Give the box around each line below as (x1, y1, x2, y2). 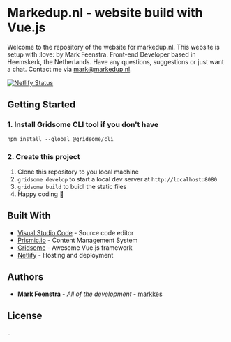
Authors (7, 271, 44, 283)
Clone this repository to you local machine (17, 168, 140, 176)
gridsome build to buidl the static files (17, 182, 127, 191)
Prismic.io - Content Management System (17, 236, 138, 244)
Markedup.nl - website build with (7, 5, 203, 21)
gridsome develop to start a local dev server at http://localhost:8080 (17, 174, 218, 183)
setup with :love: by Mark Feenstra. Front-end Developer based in (7, 50, 196, 59)
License (7, 309, 43, 322)
